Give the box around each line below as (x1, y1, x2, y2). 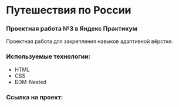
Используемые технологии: (6, 52, 91, 61)
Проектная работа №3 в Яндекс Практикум (6, 25, 138, 33)
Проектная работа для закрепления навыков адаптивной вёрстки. (6, 38, 173, 45)
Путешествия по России (6, 4, 131, 17)
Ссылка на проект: (6, 93, 63, 101)
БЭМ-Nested (14, 78, 47, 85)
